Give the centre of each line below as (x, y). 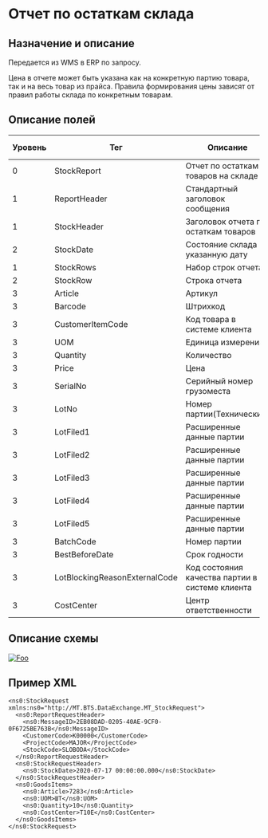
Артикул (201, 293)
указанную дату (217, 254)
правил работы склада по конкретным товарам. (91, 95)
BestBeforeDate (84, 554)
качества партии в (221, 577)
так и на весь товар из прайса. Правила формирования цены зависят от (132, 86)
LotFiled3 (72, 478)
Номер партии (213, 541)
